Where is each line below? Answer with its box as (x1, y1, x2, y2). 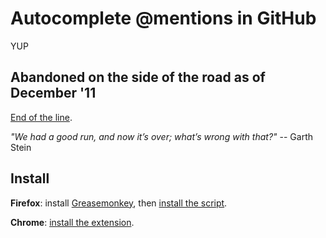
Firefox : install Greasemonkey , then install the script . (10, 197, 228, 209)
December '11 (10, 85, 97, 102)
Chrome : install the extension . (10, 216, 135, 228)
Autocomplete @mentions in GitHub (10, 7, 317, 30)
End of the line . (10, 111, 73, 123)
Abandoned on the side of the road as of (10, 69, 266, 86)
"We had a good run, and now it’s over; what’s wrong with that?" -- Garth (10, 130, 313, 142)
